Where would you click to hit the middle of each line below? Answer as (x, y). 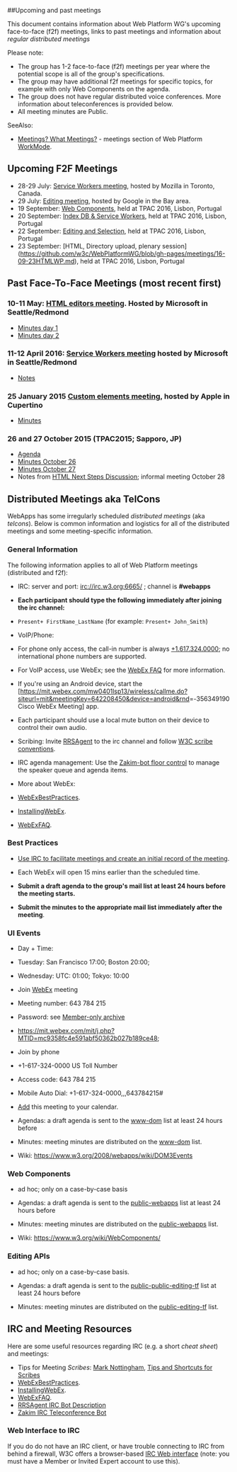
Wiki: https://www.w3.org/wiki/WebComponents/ (89, 1238)
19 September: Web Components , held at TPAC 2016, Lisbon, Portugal (120, 208)
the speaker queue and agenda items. (73, 770)
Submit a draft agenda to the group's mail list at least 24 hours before (122, 886)
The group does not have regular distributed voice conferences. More (119, 96)
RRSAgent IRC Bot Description (62, 1405)
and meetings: (28, 1353)
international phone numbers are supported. (82, 656)
